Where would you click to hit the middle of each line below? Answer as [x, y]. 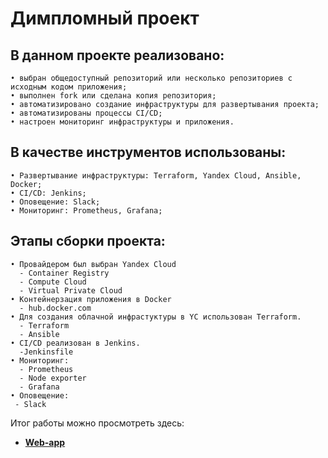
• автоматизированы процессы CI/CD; [86, 113]
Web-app [45, 442]
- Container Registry [64, 273]
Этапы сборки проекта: [88, 241]
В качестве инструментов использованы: [148, 152]
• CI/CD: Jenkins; [48, 193]
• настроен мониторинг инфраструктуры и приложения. [122, 122]
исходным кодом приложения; [69, 87]
